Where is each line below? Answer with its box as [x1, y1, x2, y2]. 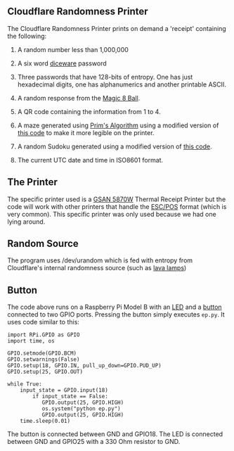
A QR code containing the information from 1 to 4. [17, 107, 161, 115]
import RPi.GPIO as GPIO [7, 331, 80, 338]
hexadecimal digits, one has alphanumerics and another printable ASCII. [17, 80, 227, 89]
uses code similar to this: [7, 318, 79, 326]
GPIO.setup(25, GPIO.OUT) [7, 369, 83, 376]
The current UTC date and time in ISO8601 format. [17, 155, 164, 164]
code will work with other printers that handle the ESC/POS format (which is [7, 202, 227, 210]
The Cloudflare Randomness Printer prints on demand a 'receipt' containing [7, 24, 226, 32]
